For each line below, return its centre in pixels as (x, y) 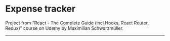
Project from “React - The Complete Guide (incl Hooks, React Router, (77, 23)
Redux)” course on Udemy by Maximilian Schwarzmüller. (65, 28)
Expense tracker (40, 9)
